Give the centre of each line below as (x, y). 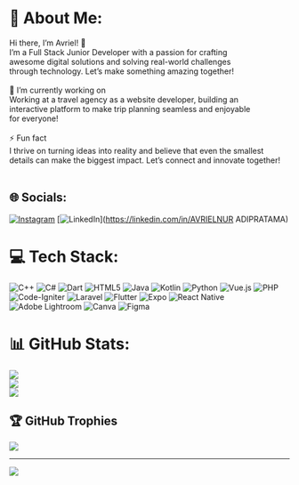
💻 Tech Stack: (64, 256)
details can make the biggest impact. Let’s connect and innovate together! (145, 160)
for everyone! (34, 118)
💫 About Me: (56, 18)
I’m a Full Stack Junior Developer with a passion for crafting (118, 52)
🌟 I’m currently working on (58, 90)
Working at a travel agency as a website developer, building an (124, 99)
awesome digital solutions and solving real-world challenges (120, 61)
